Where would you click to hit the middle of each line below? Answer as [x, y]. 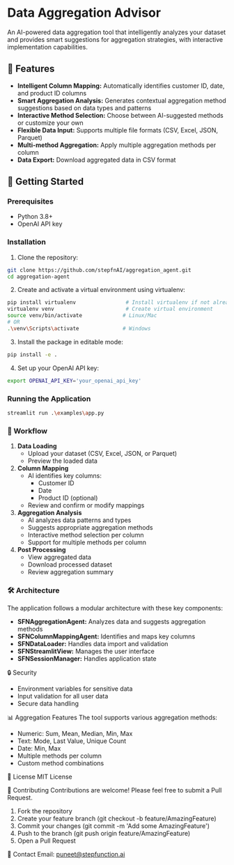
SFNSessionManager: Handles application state [87, 659]
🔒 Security [22, 673]
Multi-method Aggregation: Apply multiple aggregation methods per [117, 145]
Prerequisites [30, 201]
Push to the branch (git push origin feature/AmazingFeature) [104, 834]
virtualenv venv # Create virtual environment [110, 309]
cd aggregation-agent [39, 277]
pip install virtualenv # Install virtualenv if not [109, 303]
